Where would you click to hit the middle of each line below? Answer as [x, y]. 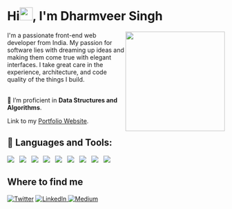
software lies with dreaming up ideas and [66, 50]
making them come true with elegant [59, 57]
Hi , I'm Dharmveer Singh [85, 16]
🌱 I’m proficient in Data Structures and [62, 100]
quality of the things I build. [46, 79]
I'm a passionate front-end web [52, 35]
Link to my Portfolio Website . [48, 120]
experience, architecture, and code [57, 72]
